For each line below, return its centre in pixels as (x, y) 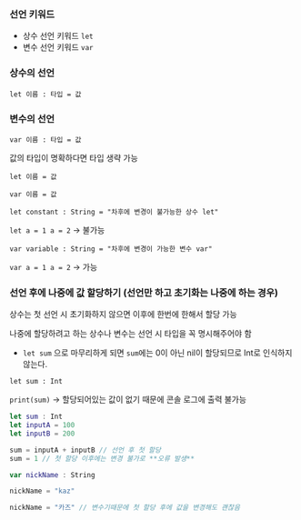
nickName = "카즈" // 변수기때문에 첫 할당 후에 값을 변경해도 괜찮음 (125, 508)
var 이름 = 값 (33, 194)
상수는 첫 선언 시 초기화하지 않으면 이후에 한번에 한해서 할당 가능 (124, 315)
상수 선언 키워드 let (58, 36)
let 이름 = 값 (33, 176)
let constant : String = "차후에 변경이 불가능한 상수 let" (114, 212)
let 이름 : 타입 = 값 (45, 94)
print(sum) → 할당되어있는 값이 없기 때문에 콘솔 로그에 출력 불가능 (128, 400)
